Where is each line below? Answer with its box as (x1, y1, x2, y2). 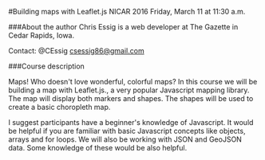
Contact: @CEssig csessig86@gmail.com (8, 46, 145, 55)
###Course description (8, 61, 85, 71)
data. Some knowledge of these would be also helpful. (8, 143, 188, 152)
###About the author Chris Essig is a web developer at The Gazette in (8, 22, 239, 31)
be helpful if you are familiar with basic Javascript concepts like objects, (8, 127, 246, 135)
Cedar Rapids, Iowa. (8, 31, 74, 40)
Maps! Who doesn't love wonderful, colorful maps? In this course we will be (8, 77, 258, 86)
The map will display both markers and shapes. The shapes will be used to (8, 94, 254, 103)
